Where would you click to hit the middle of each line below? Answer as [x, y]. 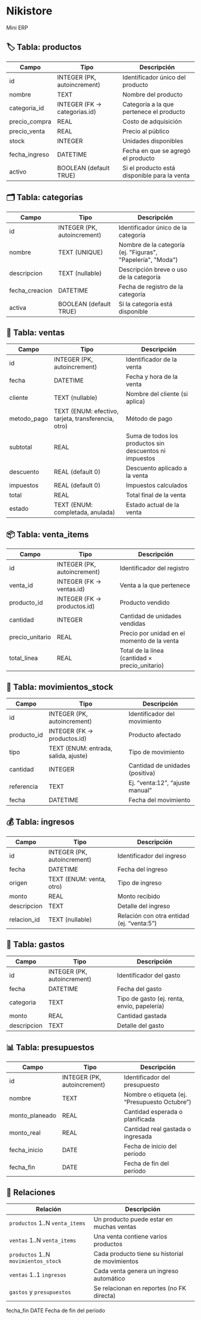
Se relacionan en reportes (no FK [140, 1288]
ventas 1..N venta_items [43, 1240]
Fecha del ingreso [143, 869]
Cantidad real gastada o [157, 1129]
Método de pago [149, 419]
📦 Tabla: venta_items [48, 534]
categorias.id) [77, 111]
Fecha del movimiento [159, 800]
